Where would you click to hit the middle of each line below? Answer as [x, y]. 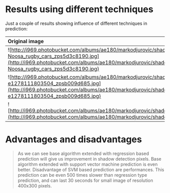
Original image [26, 41]
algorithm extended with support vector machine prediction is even [88, 164]
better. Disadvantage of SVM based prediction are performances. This [91, 169]
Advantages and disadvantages [74, 140]
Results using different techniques [79, 9]
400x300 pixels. [35, 185]
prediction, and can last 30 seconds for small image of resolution [85, 180]
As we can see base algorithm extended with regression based [83, 153]
